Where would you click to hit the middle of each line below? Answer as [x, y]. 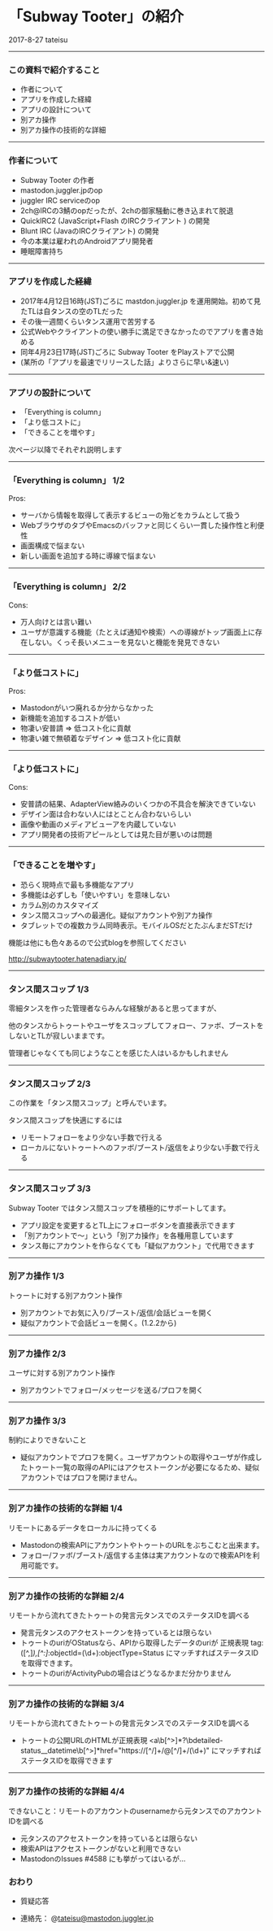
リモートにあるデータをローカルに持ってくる [83, 1528]
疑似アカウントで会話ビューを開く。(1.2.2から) [98, 1323]
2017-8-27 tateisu [38, 39]
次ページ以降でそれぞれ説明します [65, 450]
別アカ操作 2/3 [37, 1353]
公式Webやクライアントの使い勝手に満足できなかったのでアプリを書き [138, 331]
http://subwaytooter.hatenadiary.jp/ [68, 959]
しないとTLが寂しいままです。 [59, 1035]
